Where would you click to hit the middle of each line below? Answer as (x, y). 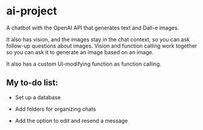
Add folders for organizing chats (55, 109)
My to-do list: (32, 83)
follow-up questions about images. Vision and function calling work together (102, 46)
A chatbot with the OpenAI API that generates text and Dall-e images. (93, 28)
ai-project (32, 11)
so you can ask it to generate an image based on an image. (80, 52)
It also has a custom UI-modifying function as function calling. (84, 64)
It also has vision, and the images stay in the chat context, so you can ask (98, 39)
